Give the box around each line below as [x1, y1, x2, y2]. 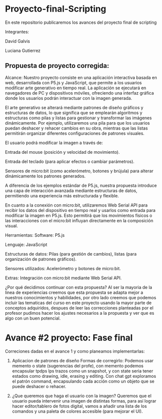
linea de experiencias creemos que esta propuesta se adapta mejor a [5, 290, 144, 295]
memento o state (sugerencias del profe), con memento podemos [12, 363, 144, 369]
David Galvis [5, 38, 30, 44]
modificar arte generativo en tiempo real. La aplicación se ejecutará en [5, 85, 146, 91]
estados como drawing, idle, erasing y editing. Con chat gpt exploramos [12, 373, 156, 379]
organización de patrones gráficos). [5, 256, 77, 262]
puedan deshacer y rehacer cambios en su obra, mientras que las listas [5, 125, 148, 131]
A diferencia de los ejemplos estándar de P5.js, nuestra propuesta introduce [5, 182, 157, 188]
